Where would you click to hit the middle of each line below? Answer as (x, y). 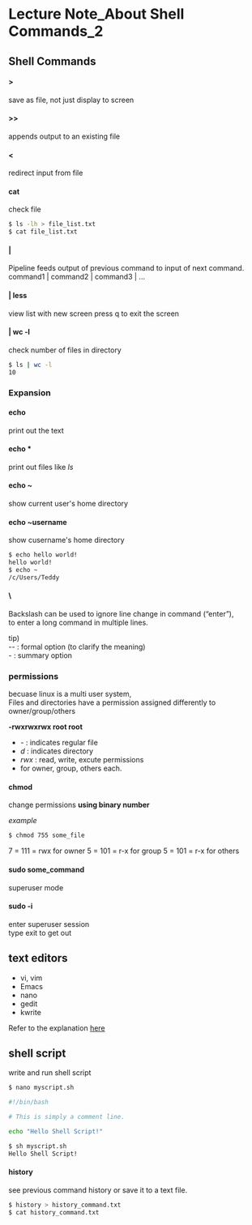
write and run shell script (50, 1073)
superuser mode (36, 887)
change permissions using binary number (79, 805)
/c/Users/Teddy (34, 577)
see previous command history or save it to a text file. (98, 1190)
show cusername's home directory (66, 540)
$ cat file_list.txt (43, 232)
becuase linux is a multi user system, (70, 694)
